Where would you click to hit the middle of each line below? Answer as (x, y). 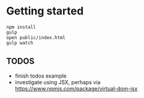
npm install (21, 27)
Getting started (45, 11)
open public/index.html (36, 37)
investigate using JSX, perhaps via (58, 82)
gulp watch (20, 43)
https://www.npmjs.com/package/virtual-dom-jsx (76, 88)
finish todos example (41, 76)
